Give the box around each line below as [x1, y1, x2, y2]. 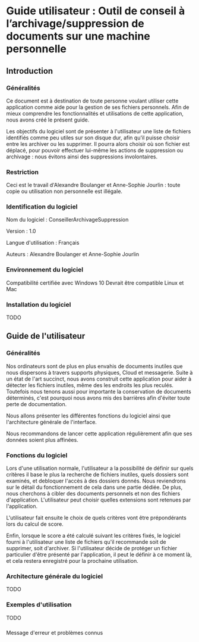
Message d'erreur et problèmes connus [6, 629, 103, 636]
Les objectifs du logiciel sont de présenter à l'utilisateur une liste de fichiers [6, 127, 191, 135]
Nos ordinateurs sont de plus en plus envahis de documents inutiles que [6, 362, 183, 370]
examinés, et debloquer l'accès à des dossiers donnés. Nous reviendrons [6, 478, 186, 485]
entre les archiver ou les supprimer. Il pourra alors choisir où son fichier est [6, 140, 190, 147]
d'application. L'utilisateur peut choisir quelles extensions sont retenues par [6, 496, 191, 504]
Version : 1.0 [6, 227, 36, 235]
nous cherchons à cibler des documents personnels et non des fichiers [6, 490, 181, 497]
